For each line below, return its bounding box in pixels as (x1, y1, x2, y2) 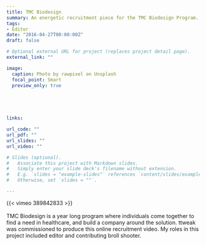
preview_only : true (12, 82, 62, 89)
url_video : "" (6, 143, 43, 149)
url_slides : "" (6, 137, 45, 144)
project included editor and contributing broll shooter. (6, 232, 142, 239)
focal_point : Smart (12, 77, 62, 83)
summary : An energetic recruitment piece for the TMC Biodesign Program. (6, 15, 199, 21)
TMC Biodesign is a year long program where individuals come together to (6, 212, 194, 219)
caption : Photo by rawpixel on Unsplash (12, 71, 116, 77)
